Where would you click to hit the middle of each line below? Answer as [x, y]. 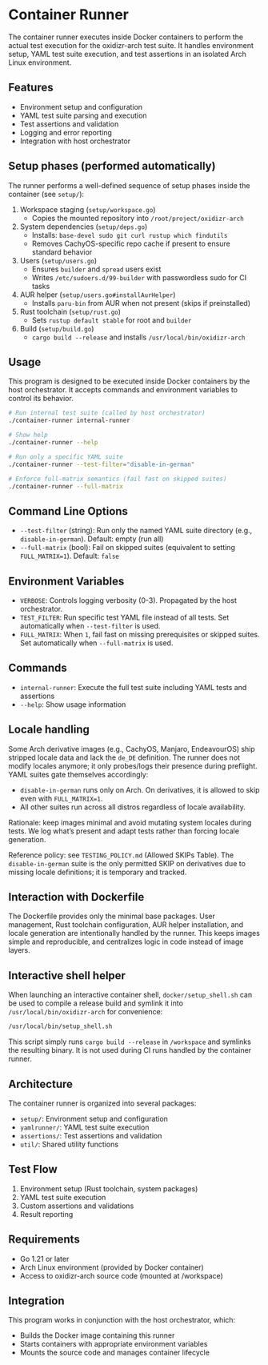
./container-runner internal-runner [69, 421]
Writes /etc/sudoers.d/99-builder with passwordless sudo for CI [139, 277]
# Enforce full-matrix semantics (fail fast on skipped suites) [118, 479]
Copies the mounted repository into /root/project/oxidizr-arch [138, 218]
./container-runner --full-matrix [66, 486]
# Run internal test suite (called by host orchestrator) [107, 413]
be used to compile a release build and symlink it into [96, 1003]
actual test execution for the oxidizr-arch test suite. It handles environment [131, 45]
